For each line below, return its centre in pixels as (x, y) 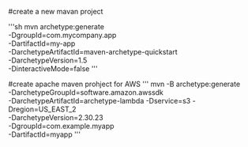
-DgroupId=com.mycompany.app (62, 35)
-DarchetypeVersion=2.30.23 (56, 117)
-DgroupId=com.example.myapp (61, 126)
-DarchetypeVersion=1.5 (48, 60)
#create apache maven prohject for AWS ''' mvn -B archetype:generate (124, 84)
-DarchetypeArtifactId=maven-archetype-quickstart (93, 52)
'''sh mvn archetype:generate (56, 26)
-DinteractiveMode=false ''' (53, 69)
